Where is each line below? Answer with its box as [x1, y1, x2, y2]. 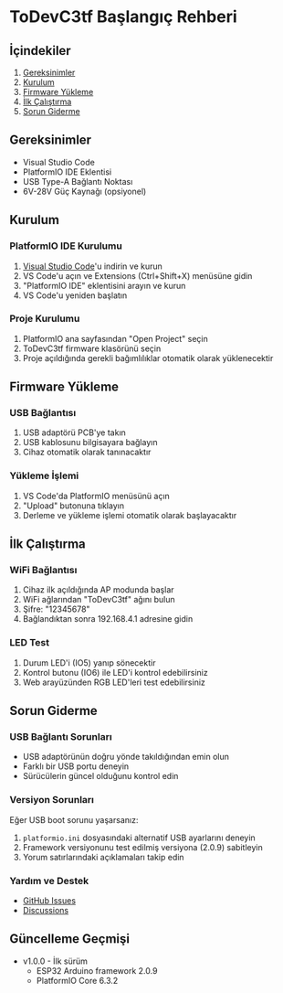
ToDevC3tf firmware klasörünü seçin [22, 343, 162, 354]
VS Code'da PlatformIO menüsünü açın [22, 490, 171, 501]
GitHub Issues [22, 895, 76, 906]
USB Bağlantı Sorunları [9, 731, 112, 743]
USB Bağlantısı [9, 407, 77, 420]
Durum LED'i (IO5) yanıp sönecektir [22, 657, 156, 668]
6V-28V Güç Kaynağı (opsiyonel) [22, 186, 147, 197]
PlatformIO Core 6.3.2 [36, 975, 119, 986]
